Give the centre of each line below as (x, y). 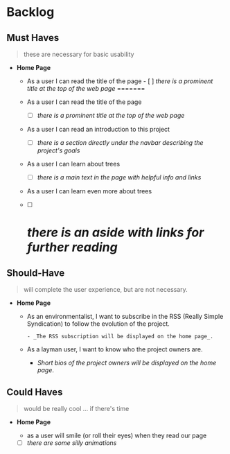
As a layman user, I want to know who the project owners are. (115, 349)
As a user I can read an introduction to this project (98, 130)
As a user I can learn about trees (73, 164)
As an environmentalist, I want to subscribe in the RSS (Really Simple (125, 317)
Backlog (30, 12)
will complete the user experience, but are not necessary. (105, 290)
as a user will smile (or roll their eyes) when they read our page (117, 435)
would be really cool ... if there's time (76, 409)
